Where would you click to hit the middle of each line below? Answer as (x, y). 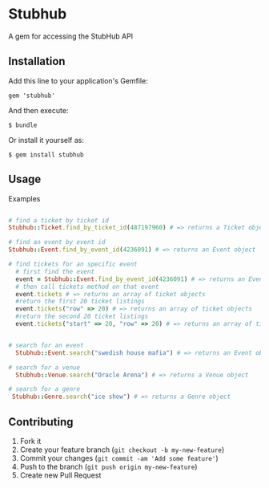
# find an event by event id (57, 242)
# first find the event (55, 271)
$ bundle (23, 125)
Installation (37, 61)
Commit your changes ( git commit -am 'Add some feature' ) (119, 458)
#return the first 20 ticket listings (80, 302)
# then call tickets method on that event (87, 287)
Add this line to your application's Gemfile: (78, 80)
